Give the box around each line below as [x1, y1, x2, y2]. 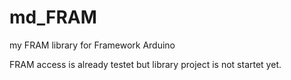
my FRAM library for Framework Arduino [9, 39, 176, 51]
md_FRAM [9, 6, 97, 29]
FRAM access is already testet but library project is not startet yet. [9, 58, 282, 70]
